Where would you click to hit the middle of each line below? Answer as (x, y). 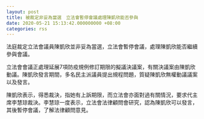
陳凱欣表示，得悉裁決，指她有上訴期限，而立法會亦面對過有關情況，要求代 (99, 95)
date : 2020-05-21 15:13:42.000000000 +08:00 (63, 23)
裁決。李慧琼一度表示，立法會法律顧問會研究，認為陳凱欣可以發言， (112, 103)
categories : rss (27, 29)
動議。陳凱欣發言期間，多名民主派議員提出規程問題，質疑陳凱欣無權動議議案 (102, 75)
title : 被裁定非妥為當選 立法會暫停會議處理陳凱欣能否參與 (72, 18)
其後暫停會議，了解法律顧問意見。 (49, 110)
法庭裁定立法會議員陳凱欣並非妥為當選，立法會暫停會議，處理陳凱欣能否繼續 (102, 47)
